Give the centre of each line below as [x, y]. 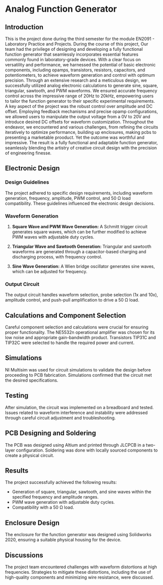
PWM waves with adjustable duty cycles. [53, 237]
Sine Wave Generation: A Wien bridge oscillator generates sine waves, [83, 266]
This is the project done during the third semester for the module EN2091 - [80, 39]
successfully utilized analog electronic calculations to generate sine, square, [81, 86]
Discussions [24, 555]
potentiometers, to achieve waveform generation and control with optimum [80, 75]
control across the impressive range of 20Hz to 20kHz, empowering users [79, 96]
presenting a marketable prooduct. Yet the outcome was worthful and [75, 137]
